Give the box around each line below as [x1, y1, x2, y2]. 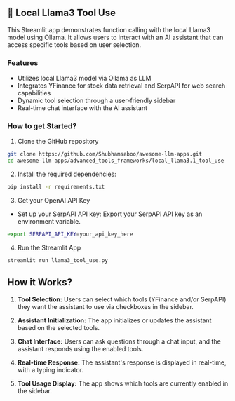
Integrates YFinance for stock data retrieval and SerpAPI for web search [17, 81, 226, 90]
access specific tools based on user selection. [7, 40, 142, 49]
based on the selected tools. [17, 323, 100, 332]
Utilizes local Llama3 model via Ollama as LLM [17, 74, 152, 83]
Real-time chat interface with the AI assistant [17, 104, 147, 112]
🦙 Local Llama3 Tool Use [7, 7, 116, 19]
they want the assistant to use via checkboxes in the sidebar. [17, 302, 194, 311]
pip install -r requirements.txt [7, 184, 105, 191]
